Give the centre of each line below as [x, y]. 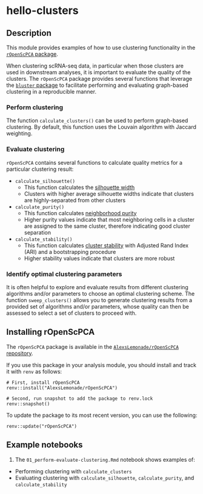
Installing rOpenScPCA [51, 332]
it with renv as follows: [34, 371]
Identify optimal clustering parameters [64, 274]
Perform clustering [35, 107]
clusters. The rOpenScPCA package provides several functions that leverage [99, 79]
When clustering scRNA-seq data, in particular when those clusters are [95, 66]
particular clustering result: [40, 169]
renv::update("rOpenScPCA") [42, 426]
